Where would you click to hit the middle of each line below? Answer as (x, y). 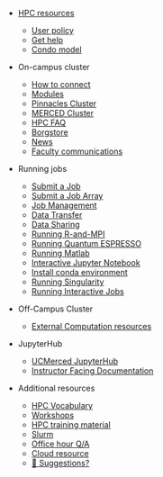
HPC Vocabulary (62, 405)
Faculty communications (77, 151)
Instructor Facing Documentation (92, 371)
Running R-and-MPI (68, 234)
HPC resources (46, 13)
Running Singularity (68, 282)
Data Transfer (57, 215)
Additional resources (56, 388)
